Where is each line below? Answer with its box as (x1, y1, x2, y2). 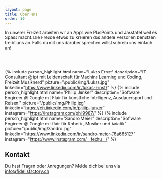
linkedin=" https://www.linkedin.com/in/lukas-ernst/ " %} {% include (5, 85, 140, 90)
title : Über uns (5, 12, 38, 17)
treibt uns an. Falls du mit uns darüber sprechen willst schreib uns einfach (5, 40, 153, 46)
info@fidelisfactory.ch (5, 168, 49, 174)
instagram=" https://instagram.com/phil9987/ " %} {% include (5, 110, 127, 116)
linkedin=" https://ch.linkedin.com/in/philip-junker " (5, 105, 105, 111)
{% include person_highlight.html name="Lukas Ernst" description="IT (5, 69, 146, 75)
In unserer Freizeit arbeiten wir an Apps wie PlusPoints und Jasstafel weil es (5, 30, 157, 36)
